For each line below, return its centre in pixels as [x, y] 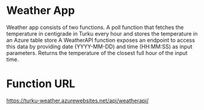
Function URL [41, 84]
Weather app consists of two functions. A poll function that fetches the [95, 27]
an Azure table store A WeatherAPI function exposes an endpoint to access [101, 40]
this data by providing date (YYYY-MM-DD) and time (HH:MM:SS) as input [100, 47]
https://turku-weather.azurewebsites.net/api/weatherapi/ [78, 100]
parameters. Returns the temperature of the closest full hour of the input [97, 53]
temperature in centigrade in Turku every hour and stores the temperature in [102, 33]
